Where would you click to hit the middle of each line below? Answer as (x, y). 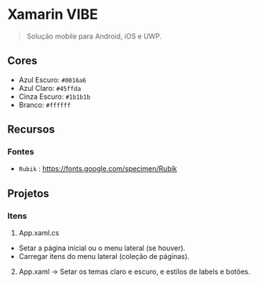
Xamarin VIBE (53, 15)
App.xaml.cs (39, 233)
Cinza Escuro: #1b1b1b (55, 96)
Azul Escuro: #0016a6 (53, 79)
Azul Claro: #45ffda (50, 88)
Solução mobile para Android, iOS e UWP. (94, 36)
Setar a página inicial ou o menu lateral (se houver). (102, 248)
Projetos (28, 193)
